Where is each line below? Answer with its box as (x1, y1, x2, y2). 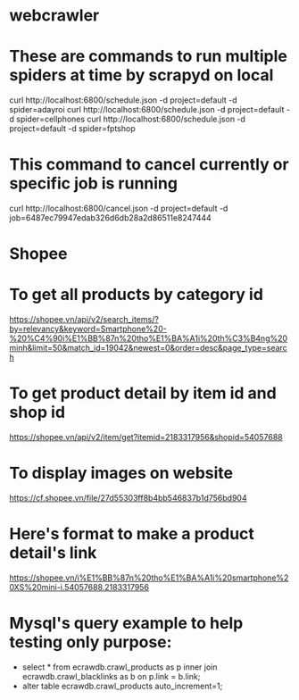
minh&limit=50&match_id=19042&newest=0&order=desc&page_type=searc (9, 343, 287, 354)
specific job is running (9, 173, 179, 194)
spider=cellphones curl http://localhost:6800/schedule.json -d (16, 113, 245, 125)
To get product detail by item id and (9, 383, 277, 404)
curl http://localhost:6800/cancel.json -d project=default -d (9, 203, 228, 214)
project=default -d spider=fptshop (9, 123, 136, 134)
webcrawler (9, 5, 100, 26)
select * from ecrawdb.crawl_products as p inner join (21, 662, 218, 672)
